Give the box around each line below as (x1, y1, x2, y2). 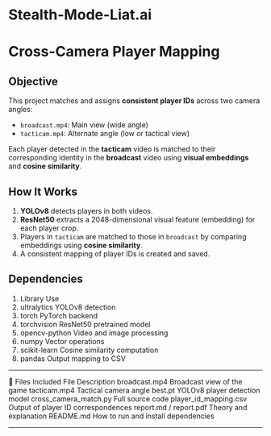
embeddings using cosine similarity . (19, 240, 143, 250)
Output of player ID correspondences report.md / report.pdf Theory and (8, 402, 248, 412)
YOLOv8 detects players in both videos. (19, 206, 153, 215)
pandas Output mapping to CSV (19, 353, 127, 363)
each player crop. (19, 223, 79, 233)
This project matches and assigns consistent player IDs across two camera (8, 96, 261, 106)
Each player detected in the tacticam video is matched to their (8, 144, 216, 154)
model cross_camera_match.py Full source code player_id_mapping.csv (8, 393, 248, 404)
